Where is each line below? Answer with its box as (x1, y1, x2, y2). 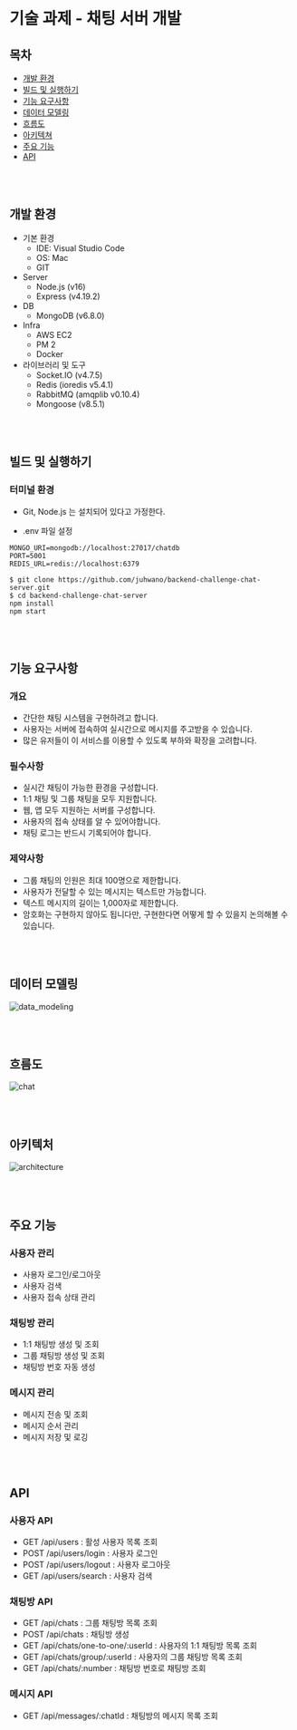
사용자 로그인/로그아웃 (22, 1269, 101, 1280)
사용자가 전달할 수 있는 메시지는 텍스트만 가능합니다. (22, 885, 206, 897)
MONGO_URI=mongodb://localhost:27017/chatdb (9, 543, 180, 553)
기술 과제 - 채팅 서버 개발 (9, 8, 182, 29)
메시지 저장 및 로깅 (22, 1431, 89, 1442)
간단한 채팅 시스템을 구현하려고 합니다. (22, 712, 158, 723)
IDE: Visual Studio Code (35, 242, 125, 254)
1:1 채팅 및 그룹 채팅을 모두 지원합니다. (22, 794, 158, 805)
